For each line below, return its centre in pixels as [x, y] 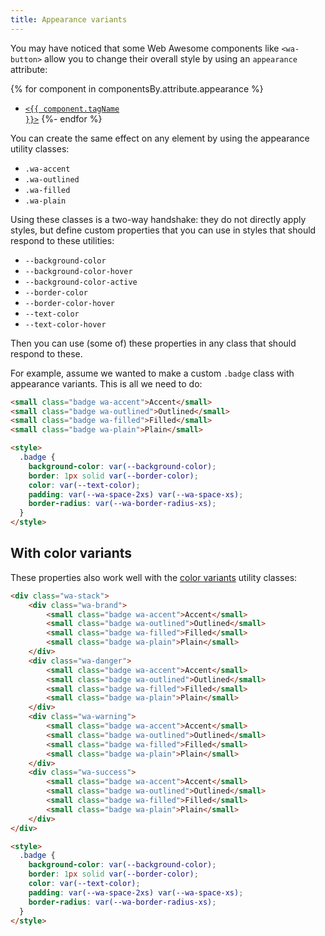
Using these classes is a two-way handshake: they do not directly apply [158, 219]
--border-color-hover [69, 303]
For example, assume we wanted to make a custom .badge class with [152, 373]
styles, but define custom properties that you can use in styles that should [163, 230]
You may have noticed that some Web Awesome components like [145, 48]
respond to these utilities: [62, 240]
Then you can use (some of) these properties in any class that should [153, 343]
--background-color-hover [78, 271]
